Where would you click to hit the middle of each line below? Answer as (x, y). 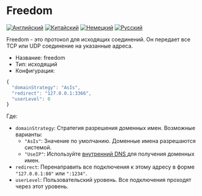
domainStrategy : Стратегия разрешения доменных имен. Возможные (105, 128)
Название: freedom (40, 57)
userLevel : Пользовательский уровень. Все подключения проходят (103, 180)
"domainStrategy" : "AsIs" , (46, 87)
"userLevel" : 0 (31, 99)
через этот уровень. (42, 186)
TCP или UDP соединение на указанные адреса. (70, 46)
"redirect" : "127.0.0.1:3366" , (52, 93)
